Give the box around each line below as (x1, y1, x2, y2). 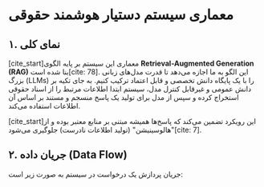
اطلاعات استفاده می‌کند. (8, 101, 81, 110)
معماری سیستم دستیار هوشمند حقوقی (8, 6, 234, 24)
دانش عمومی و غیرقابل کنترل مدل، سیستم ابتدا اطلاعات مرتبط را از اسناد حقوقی (8, 84, 251, 93)
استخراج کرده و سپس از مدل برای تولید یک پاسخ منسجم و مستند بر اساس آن (8, 93, 239, 101)
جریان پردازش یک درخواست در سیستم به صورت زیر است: (8, 169, 183, 179)
